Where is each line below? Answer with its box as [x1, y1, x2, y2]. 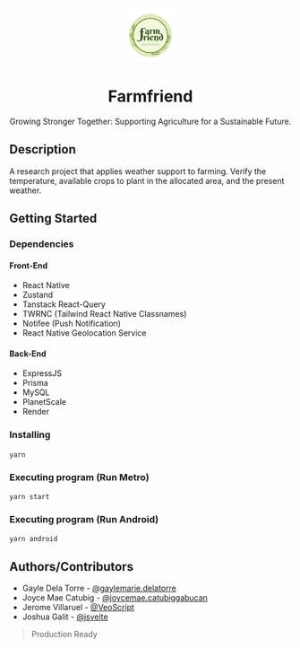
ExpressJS [21, 368, 63, 379]
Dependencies [9, 238, 74, 250]
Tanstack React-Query [21, 299, 106, 310]
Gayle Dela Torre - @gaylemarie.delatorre [21, 582, 177, 594]
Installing [9, 429, 51, 442]
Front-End [9, 259, 48, 271]
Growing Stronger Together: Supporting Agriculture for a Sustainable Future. [9, 116, 292, 127]
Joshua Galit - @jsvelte [21, 611, 109, 622]
